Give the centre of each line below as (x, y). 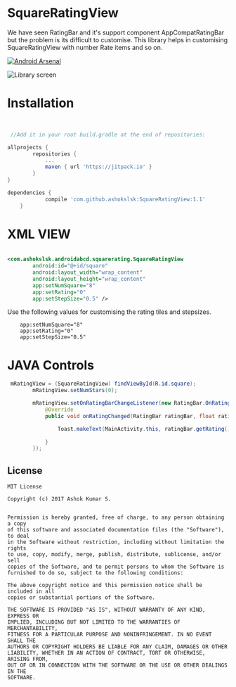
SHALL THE (22, 641)
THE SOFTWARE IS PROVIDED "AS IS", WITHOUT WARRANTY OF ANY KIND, (106, 610)
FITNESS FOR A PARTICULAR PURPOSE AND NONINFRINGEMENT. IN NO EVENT (110, 635)
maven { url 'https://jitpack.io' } (98, 167)
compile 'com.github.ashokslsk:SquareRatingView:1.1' (125, 199)
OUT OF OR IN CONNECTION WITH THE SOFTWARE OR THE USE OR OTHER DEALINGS (118, 666)
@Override (59, 410)
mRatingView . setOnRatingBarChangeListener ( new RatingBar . (119, 403)
